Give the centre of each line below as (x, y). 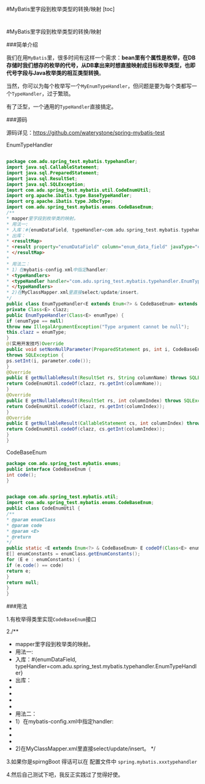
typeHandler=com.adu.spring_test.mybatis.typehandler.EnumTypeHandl (106, 666)
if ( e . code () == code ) (35, 565)
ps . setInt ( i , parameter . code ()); (49, 361)
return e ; (19, 571)
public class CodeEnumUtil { (43, 508)
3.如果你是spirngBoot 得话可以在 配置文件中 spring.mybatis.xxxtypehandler (102, 762)
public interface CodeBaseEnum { (49, 469)
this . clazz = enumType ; (37, 333)
